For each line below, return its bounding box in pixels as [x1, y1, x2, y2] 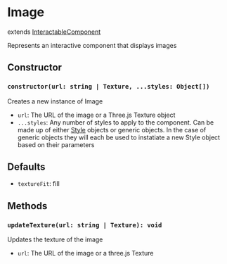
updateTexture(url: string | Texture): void [7, 221, 162, 229]
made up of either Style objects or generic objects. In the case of [17, 125, 207, 134]
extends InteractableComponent [7, 27, 101, 36]
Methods [7, 200, 48, 212]
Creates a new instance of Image [7, 96, 103, 106]
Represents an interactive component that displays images [7, 41, 177, 49]
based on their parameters [17, 140, 95, 149]
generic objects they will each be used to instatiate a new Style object [17, 133, 220, 142]
